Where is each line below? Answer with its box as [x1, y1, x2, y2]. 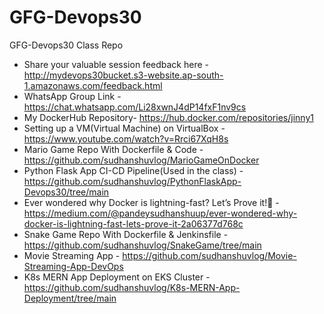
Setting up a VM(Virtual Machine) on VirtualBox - [23, 122, 226, 134]
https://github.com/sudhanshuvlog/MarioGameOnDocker [23, 154, 260, 166]
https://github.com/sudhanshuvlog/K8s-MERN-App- [23, 281, 241, 293]
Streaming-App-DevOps [23, 260, 124, 272]
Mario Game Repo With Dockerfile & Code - [23, 143, 204, 155]
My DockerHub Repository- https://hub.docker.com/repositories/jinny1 [23, 111, 314, 123]
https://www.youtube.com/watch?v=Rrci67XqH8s [23, 132, 229, 145]
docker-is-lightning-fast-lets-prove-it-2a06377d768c [23, 217, 244, 230]
